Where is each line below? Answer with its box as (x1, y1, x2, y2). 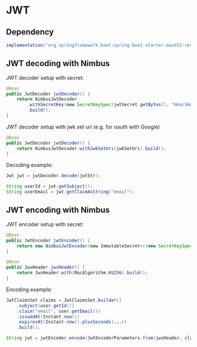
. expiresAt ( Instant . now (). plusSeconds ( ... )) (16, 319, 127, 325)
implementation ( (6, 42, 46, 48)
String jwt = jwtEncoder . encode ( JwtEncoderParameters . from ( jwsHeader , (6, 335, 182, 341)
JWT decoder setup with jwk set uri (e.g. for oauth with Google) (6, 123, 160, 130)
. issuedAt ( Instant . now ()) (16, 314, 80, 319)
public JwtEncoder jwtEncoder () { (6, 237, 91, 243)
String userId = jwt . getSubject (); (6, 183, 93, 189)
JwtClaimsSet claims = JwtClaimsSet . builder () (6, 297, 122, 303)
